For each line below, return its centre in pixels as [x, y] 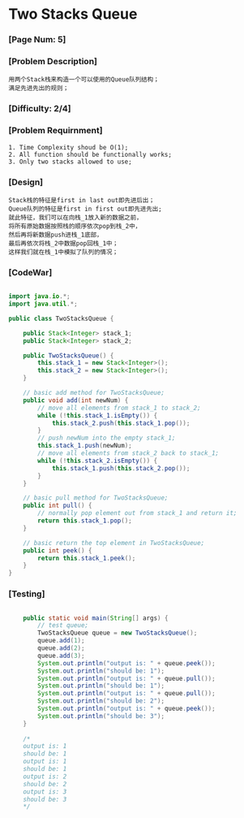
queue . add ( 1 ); [61, 641]
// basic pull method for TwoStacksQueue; [96, 498]
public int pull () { [58, 506]
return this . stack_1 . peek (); [87, 558]
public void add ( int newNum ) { [76, 400]
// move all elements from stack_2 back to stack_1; [128, 453]
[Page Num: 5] [37, 40]
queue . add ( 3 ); [61, 656]
